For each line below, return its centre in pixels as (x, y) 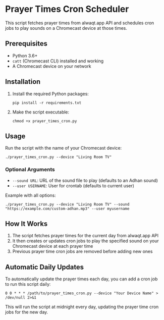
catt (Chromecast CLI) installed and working (58, 61)
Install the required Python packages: (51, 94)
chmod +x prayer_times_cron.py (45, 121)
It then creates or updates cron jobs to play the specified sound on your (85, 241)
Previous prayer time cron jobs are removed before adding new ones (82, 252)
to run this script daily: (28, 284)
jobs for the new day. (27, 312)
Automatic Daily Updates (45, 267)
